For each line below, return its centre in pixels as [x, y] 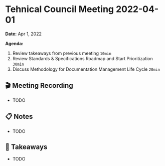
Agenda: [14, 43]
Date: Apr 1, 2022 [23, 34]
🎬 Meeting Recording [39, 86]
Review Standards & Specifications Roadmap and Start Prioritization [82, 58]
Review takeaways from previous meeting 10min [62, 53]
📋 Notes [19, 117]
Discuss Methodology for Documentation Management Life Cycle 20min [86, 69]
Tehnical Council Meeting [60, 9]
